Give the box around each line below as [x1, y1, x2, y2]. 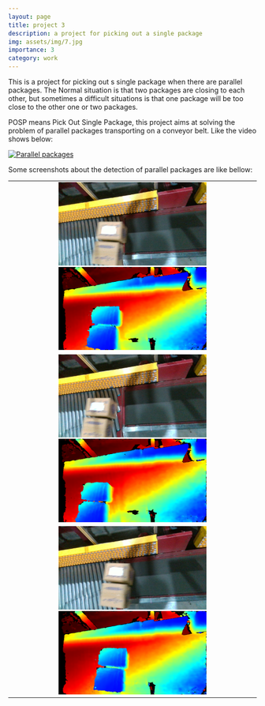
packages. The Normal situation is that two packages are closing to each [8, 85, 245, 95]
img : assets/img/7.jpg [8, 38, 83, 46]
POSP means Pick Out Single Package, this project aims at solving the [8, 118, 235, 126]
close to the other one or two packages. [8, 103, 138, 111]
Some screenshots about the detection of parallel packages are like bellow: [8, 165, 253, 174]
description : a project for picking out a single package [8, 29, 203, 37]
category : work [8, 54, 58, 62]
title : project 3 [8, 21, 65, 29]
